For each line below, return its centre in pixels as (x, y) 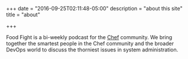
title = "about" (23, 15)
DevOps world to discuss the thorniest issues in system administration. (92, 50)
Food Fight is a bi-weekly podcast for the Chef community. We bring (89, 37)
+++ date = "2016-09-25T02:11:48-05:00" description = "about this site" (94, 8)
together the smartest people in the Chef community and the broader (90, 44)
